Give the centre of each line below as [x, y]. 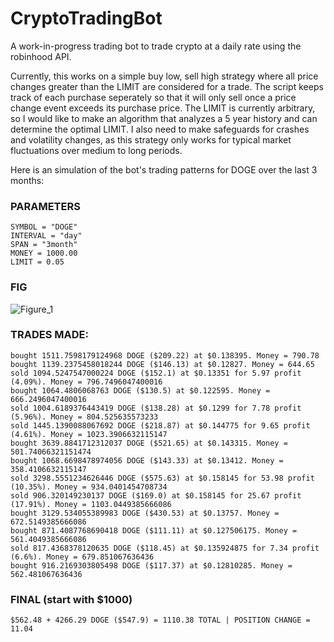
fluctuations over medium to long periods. [96, 150]
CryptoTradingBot [86, 18]
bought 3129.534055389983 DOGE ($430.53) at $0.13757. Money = [145, 513]
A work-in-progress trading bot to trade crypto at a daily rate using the [156, 46]
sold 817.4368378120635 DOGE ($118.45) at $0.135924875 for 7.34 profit [165, 548]
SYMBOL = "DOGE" [44, 227]
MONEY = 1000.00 [44, 253]
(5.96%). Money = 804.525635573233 [84, 417]
